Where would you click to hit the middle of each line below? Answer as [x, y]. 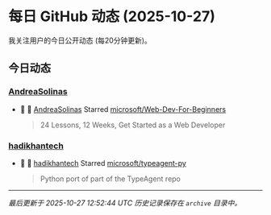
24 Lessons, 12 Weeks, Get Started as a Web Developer [133, 125]
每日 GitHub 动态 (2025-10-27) [112, 17]
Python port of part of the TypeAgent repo [110, 179]
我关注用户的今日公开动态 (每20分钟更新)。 [80, 40]
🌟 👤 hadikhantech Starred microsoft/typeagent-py [103, 163]
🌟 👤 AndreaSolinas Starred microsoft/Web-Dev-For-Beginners [123, 109]
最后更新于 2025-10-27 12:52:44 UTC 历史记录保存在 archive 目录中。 [125, 203]
